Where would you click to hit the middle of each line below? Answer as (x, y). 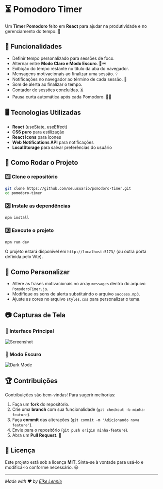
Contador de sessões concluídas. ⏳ (48, 90)
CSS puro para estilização (38, 132)
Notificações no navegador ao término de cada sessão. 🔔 (69, 79)
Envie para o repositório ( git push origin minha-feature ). (70, 430)
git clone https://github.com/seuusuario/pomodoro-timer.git (68, 189)
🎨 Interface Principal (30, 331)
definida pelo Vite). (24, 257)
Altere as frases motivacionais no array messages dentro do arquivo (79, 284)
